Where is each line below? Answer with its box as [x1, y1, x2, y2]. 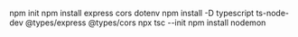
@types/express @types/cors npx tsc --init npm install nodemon [25, 17, 266, 28]
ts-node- [256, 8, 290, 18]
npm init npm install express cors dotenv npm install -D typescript [9, 8, 255, 18]
